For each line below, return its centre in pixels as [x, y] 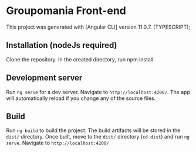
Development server [44, 78]
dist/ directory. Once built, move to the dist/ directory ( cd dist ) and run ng [98, 137]
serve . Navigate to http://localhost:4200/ [58, 143]
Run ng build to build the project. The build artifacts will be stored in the [93, 130]
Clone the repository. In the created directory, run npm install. [80, 59]
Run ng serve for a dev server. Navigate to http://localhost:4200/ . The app [98, 92]
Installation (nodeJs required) [62, 45]
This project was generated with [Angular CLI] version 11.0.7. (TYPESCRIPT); [98, 27]
